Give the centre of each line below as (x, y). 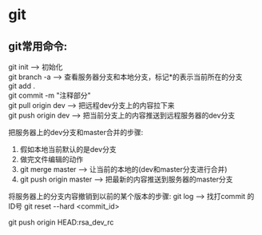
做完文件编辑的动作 (52, 159)
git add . (22, 86)
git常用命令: (38, 46)
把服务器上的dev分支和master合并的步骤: (76, 132)
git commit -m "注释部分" (50, 95)
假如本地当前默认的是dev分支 (68, 149)
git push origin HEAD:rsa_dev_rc (61, 222)
